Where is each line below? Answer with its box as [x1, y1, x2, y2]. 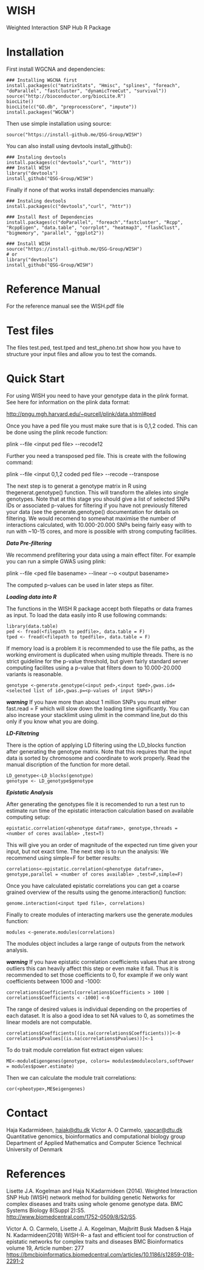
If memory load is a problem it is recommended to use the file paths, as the [6, 644, 194, 652]
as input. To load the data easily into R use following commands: [6, 611, 167, 619]
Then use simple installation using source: [6, 120, 112, 127]
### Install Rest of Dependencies [6, 214, 94, 220]
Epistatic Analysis [6, 788, 53, 796]
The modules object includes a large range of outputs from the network [6, 940, 185, 947]
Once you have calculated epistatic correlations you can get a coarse [6, 882, 180, 889]
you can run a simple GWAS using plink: [6, 557, 106, 565]
